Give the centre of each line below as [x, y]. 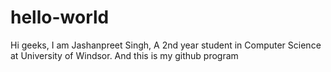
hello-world [60, 17]
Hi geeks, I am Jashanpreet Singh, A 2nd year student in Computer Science [166, 45]
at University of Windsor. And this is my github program [124, 55]
